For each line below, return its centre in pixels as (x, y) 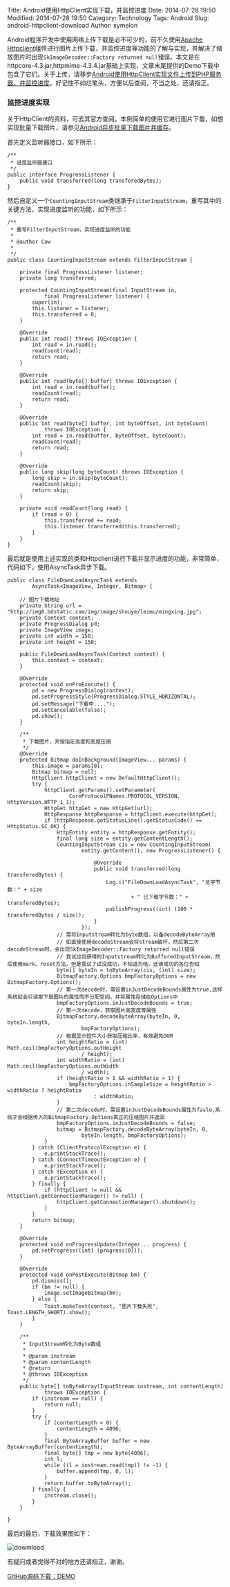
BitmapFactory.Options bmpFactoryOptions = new (126, 976)
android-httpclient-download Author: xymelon (73, 25)
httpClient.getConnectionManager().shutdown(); (126, 1202)
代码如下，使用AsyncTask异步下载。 (59, 567)
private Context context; (57, 618)
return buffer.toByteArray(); (87, 1484)
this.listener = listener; (71, 309)
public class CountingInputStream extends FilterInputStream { (100, 260)
